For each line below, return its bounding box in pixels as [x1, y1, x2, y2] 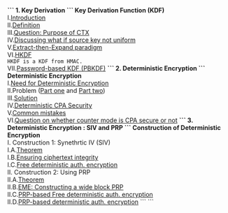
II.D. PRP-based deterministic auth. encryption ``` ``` [7, 198, 154, 206]
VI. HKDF [7, 51, 32, 59]
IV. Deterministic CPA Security [7, 101, 92, 110]
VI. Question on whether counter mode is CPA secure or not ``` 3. [7, 116, 194, 124]
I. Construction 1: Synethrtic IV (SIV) [7, 138, 111, 147]
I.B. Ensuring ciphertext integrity [7, 153, 99, 161]
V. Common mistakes [7, 109, 66, 117]
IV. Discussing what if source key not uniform [7, 36, 136, 44]
